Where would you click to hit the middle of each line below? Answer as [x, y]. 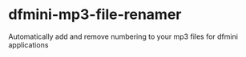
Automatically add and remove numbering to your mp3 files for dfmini [123, 36]
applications [28, 44]
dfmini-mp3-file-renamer [95, 15]
